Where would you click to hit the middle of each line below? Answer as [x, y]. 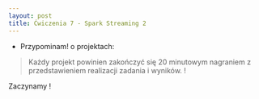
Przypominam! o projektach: [67, 46]
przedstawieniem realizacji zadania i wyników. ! [107, 70]
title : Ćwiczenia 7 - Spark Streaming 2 [78, 23]
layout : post [30, 16]
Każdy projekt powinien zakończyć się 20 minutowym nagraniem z [140, 62]
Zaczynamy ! [30, 86]
